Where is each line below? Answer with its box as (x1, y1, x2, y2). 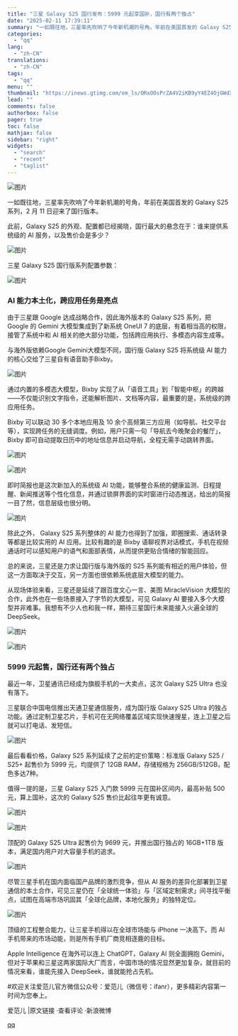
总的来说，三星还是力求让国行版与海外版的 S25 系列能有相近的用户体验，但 (7, 562, 227, 571)
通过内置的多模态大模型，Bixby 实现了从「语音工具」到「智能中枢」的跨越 (7, 385, 225, 394)
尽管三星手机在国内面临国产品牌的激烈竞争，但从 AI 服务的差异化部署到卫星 (7, 878, 228, 886)
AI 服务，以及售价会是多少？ (27, 230, 110, 239)
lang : (7, 43, 23, 50)
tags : (7, 70, 23, 77)
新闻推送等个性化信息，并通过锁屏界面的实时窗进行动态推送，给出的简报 (19, 490, 231, 498)
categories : (7, 30, 42, 38)
